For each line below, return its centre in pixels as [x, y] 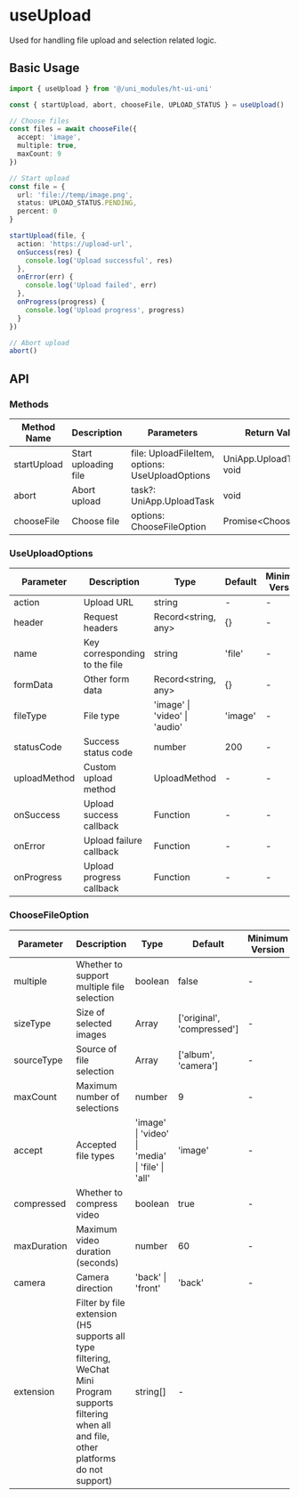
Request [101, 617]
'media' [150, 1155]
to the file [103, 665]
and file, [92, 1436]
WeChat [92, 1369]
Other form [106, 679]
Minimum [268, 938]
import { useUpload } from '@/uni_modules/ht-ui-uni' [111, 89]
